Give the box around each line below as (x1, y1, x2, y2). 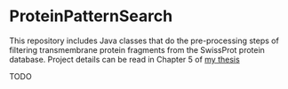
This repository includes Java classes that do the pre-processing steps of (9, 35, 280, 46)
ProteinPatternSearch (9, 6, 173, 26)
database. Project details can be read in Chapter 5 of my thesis (9, 54, 240, 64)
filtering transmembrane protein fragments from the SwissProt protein (9, 44, 265, 55)
